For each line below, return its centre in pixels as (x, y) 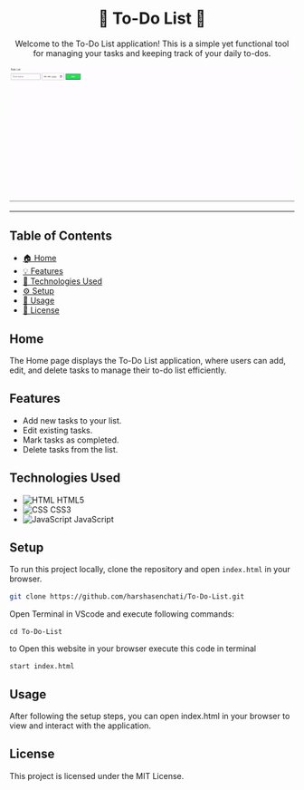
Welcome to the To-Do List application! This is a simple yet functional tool (152, 44)
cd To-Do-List (36, 632)
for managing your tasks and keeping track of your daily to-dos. (152, 53)
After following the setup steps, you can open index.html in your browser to (150, 717)
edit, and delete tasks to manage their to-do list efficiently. (118, 370)
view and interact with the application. (81, 726)
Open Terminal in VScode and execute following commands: (122, 614)
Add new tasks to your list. (72, 420)
